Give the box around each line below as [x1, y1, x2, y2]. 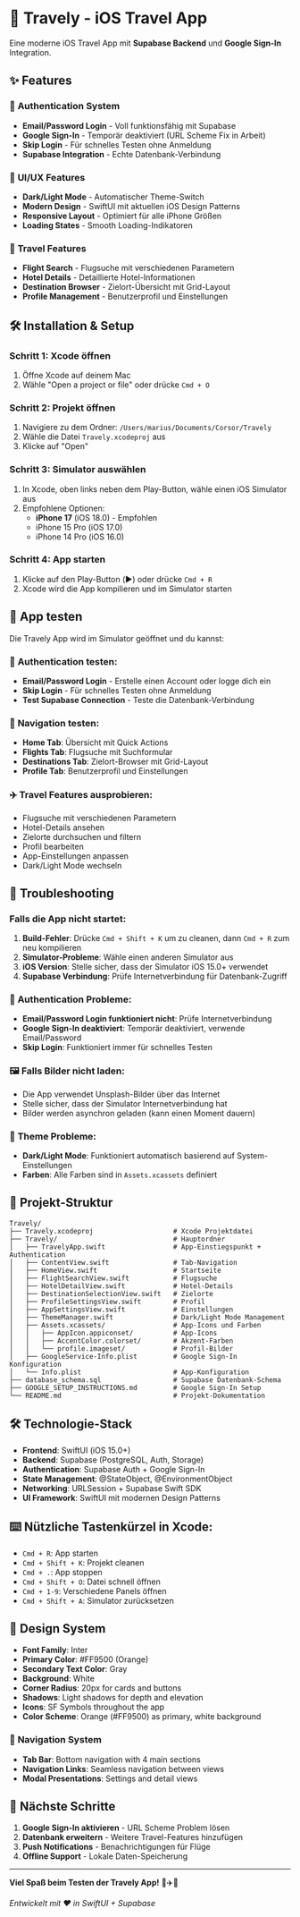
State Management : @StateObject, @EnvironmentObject [21, 1473, 233, 1484]
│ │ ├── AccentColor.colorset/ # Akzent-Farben [9, 1336, 234, 1345]
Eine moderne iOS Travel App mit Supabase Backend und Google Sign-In [9, 38, 282, 48]
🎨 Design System [9, 1621, 106, 1636]
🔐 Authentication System [9, 100, 121, 113]
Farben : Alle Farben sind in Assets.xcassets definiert [21, 1169, 218, 1180]
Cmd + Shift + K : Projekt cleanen [21, 1557, 145, 1568]
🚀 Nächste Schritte [9, 1799, 116, 1814]
